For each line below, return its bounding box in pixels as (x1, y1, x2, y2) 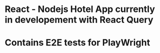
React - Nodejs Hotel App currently (5, 3, 155, 15)
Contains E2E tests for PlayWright (5, 37, 150, 48)
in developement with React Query (5, 14, 154, 25)
